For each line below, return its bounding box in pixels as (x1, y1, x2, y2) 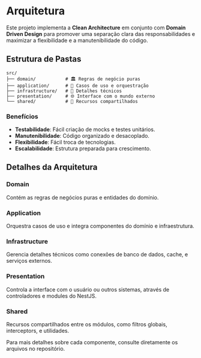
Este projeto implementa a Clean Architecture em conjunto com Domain (6, 24, 186, 31)
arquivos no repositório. (6, 345, 65, 352)
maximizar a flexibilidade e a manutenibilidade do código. (6, 37, 148, 44)
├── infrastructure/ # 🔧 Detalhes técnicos (6, 88, 122, 94)
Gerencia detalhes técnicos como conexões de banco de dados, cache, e (6, 251, 188, 258)
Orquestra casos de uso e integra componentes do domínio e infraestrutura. (6, 223, 195, 230)
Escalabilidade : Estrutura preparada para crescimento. (14, 145, 151, 152)
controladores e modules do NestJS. (6, 292, 97, 299)
